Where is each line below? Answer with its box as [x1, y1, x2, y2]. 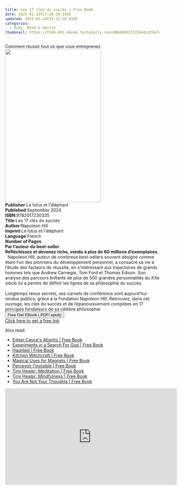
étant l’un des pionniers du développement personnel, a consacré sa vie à [5, 259, 155, 265]
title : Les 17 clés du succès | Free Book [5, 7, 93, 12]
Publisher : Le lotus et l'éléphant [5, 202, 69, 207]
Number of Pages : [5, 238, 43, 244]
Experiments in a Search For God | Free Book [12, 342, 104, 348]
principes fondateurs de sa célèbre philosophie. [5, 306, 102, 312]
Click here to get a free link [5, 318, 60, 324]
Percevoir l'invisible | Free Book [12, 363, 76, 368]
